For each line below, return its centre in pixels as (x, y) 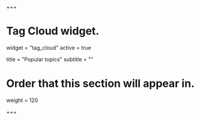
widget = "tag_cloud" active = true (49, 47)
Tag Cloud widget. (53, 31)
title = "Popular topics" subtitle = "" (50, 59)
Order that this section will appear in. (101, 84)
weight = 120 (22, 100)
